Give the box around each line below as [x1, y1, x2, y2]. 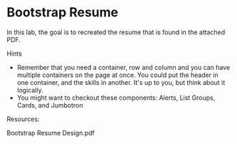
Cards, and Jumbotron [16, 101, 83, 109]
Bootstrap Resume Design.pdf [6, 128, 95, 137]
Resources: [6, 115, 40, 123]
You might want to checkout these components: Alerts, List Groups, [16, 93, 216, 102]
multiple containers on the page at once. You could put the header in [16, 71, 218, 79]
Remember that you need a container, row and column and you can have [16, 63, 231, 71]
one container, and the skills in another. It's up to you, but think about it [16, 78, 226, 86]
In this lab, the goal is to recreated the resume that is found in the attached [6, 28, 226, 36]
